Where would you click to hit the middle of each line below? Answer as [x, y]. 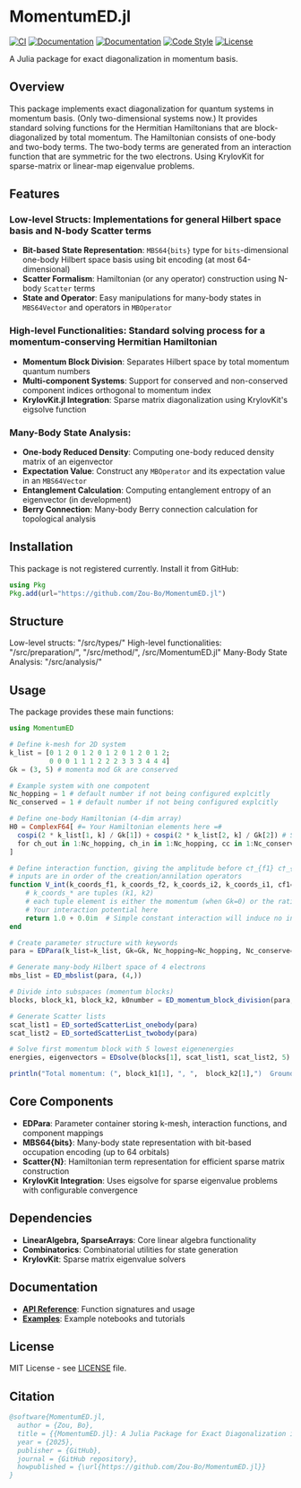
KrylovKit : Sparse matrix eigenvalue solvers [104, 1259]
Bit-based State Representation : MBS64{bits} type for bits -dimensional [155, 250]
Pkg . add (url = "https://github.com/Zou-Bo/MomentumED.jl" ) [118, 593]
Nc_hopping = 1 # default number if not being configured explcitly [140, 794]
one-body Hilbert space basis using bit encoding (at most [129, 260]
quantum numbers [56, 371]
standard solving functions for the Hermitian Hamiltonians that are [131, 127]
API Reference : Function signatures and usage [108, 1309]
